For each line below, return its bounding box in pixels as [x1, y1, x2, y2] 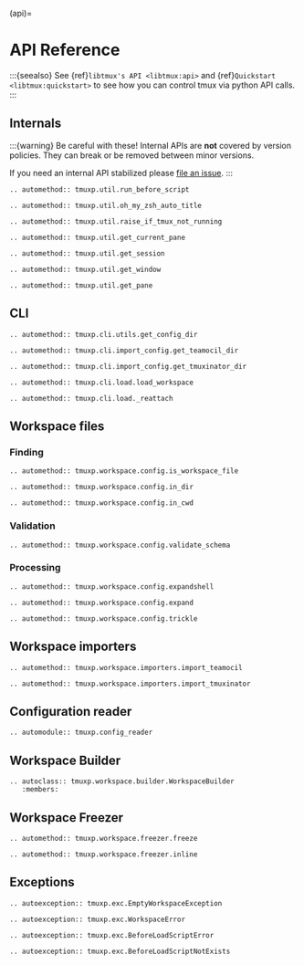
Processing [9, 561, 61, 574]
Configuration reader [9, 704, 132, 719]
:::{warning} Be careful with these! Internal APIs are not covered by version [9, 140, 292, 151]
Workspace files [9, 418, 105, 434]
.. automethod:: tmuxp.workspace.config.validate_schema [9, 540, 231, 550]
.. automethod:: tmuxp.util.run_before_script [9, 184, 190, 194]
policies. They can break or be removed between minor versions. [9, 150, 255, 161]
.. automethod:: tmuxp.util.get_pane [9, 280, 153, 290]
